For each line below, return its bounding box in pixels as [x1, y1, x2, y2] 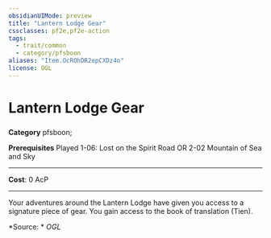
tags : [8, 34, 27, 43]
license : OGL [8, 64, 52, 72]
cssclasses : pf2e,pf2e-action [8, 27, 110, 35]
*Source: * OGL [8, 222, 61, 232]
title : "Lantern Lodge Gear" [8, 19, 106, 27]
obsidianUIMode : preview [8, 11, 92, 20]
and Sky [8, 151, 36, 161]
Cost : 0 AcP [8, 174, 49, 184]
